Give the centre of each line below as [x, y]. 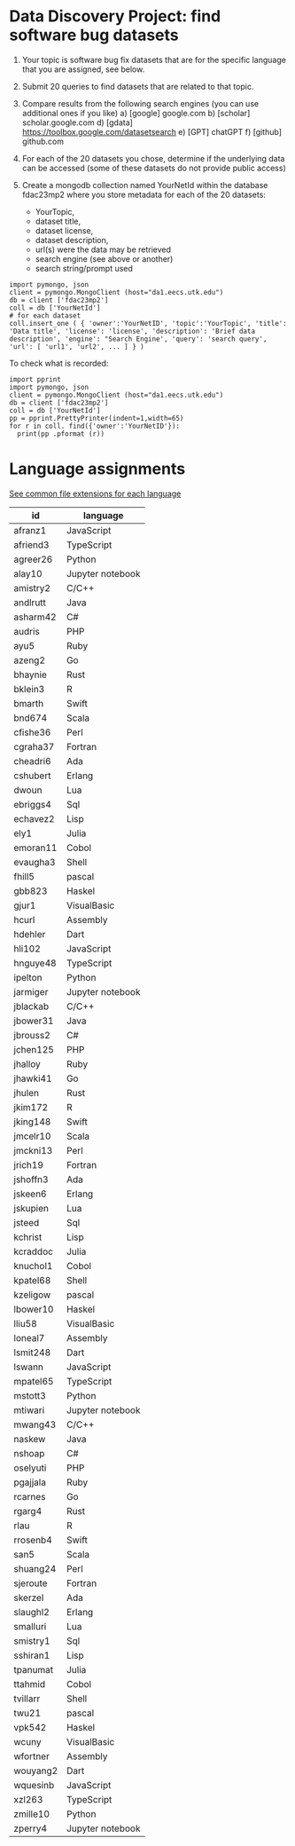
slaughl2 [32, 1612]
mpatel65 [34, 1381]
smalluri [30, 1626]
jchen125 [34, 1049]
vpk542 [30, 1727]
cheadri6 [32, 761]
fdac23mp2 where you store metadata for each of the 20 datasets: [144, 194]
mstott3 [30, 1395]
